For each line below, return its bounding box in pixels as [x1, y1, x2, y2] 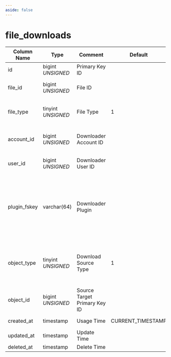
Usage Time [76, 317, 106, 324]
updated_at [8, 332, 35, 339]
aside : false [5, 7, 33, 13]
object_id [8, 296, 30, 303]
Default [129, 51, 148, 58]
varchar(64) [43, 203, 72, 210]
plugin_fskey [8, 203, 38, 210]
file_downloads [5, 29, 71, 41]
